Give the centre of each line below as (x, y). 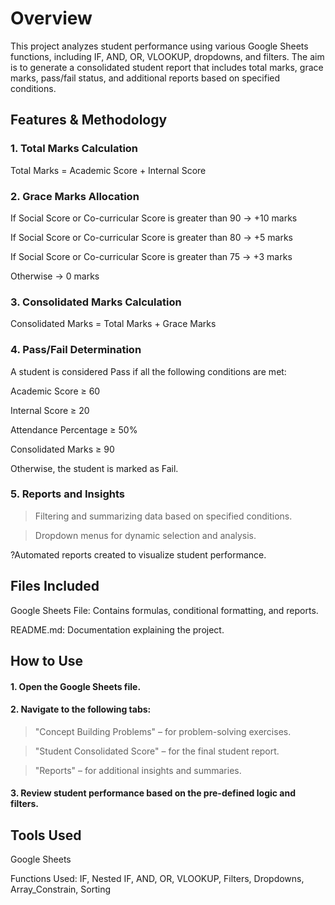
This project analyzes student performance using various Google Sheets (159, 46)
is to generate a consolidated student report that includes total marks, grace (167, 67)
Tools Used (46, 835)
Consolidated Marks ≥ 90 (62, 449)
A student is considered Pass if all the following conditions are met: (148, 371)
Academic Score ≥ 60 (55, 391)
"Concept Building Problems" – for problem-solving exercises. (163, 731)
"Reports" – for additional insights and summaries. (138, 770)
